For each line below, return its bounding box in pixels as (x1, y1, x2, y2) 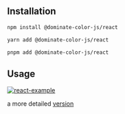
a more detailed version (7, 99, 74, 108)
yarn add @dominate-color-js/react (7, 36, 109, 44)
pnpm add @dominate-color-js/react (7, 48, 109, 56)
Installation (7, 6, 56, 17)
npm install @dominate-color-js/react (7, 23, 118, 30)
